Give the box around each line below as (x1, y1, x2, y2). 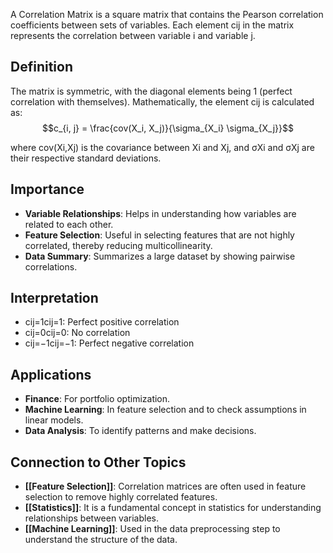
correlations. (24, 260, 78, 273)
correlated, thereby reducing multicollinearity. (24, 239, 213, 251)
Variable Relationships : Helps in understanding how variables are (24, 207, 297, 219)
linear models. (24, 414, 84, 426)
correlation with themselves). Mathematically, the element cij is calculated (10, 95, 315, 108)
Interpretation (10, 290, 99, 307)
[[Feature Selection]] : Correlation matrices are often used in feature (24, 480, 307, 493)
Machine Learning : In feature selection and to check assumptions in (24, 404, 307, 416)
